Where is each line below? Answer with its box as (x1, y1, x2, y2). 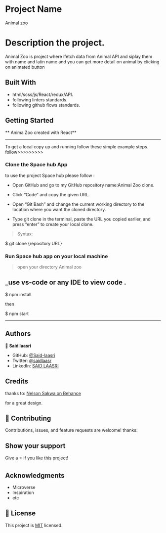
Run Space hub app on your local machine (5, 253, 108, 260)
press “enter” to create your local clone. (12, 221, 94, 227)
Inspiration (12, 489, 34, 495)
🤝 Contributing (5, 414, 51, 422)
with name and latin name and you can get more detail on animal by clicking (5, 58, 160, 65)
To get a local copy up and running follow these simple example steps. (5, 143, 149, 149)
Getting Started (5, 116, 54, 125)
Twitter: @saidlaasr (12, 357, 52, 363)
